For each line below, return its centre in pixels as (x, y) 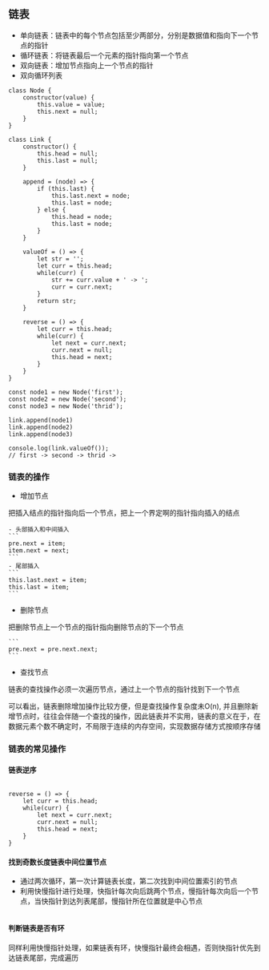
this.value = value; (71, 104)
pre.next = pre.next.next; (53, 649)
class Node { (30, 91)
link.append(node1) (41, 420)
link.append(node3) (41, 434)
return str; (57, 301)
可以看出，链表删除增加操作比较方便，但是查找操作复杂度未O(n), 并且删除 (130, 706)
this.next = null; (68, 111)
